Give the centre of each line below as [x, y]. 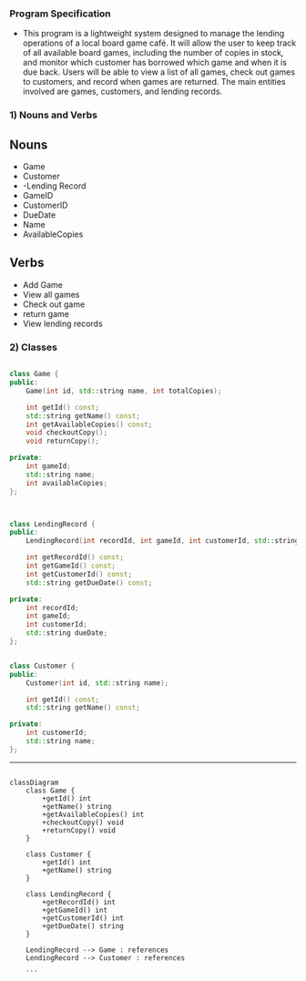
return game [46, 313]
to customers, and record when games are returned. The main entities [154, 82]
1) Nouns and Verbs [54, 115]
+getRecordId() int [79, 902]
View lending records [62, 323]
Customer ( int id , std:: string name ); [97, 683]
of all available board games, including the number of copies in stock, [153, 53]
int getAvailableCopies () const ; [89, 424]
